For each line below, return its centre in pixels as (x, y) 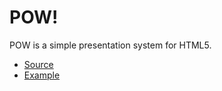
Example (42, 75)
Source (38, 64)
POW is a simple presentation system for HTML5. (110, 45)
